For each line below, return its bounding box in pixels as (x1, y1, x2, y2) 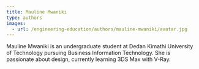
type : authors (6, 15, 43, 21)
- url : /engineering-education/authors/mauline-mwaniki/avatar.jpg (12, 26, 188, 32)
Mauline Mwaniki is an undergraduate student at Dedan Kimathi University (6, 43, 193, 50)
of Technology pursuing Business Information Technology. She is (6, 49, 171, 57)
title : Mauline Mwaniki (6, 9, 67, 15)
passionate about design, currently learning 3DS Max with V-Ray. (6, 56, 171, 63)
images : (6, 20, 26, 26)
